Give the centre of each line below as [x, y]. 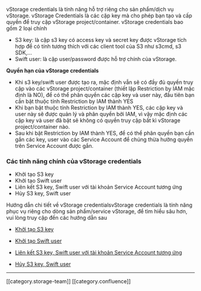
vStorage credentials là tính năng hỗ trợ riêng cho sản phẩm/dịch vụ [90, 9]
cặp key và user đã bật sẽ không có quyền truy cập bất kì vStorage [98, 120]
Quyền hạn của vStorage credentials [53, 71]
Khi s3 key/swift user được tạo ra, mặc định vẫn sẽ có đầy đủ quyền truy [104, 82]
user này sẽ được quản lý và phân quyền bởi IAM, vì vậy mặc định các [101, 114]
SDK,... [23, 53]
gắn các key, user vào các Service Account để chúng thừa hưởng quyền [104, 140]
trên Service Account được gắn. [54, 146]
